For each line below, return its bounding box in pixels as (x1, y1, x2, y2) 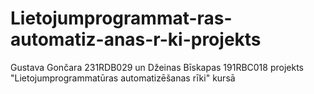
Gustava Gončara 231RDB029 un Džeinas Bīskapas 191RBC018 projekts (10, 61, 304, 73)
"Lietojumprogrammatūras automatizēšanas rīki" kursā (10, 72, 236, 84)
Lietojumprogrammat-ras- (10, 7, 233, 30)
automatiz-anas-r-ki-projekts (10, 28, 262, 51)
